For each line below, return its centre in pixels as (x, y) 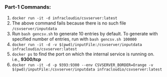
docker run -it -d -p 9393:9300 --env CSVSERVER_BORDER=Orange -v (82, 65)
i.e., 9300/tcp (26, 59)
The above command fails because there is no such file (69, 23)
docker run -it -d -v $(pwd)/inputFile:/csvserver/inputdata (77, 45)
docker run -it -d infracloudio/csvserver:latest (65, 18)
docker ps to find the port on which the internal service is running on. (83, 54)
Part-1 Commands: (28, 7)
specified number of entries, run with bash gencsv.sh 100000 (74, 39)
